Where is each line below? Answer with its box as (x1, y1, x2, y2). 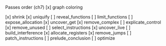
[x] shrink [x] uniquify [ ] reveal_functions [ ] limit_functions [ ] (5, 14, 133, 19)
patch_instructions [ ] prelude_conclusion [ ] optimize (5, 35, 115, 41)
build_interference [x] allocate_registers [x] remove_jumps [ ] (5, 30, 132, 35)
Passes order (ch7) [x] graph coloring (5, 4, 83, 10)
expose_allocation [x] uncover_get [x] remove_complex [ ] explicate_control (5, 19, 161, 25)
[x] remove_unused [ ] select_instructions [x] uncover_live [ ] (5, 24, 131, 30)
